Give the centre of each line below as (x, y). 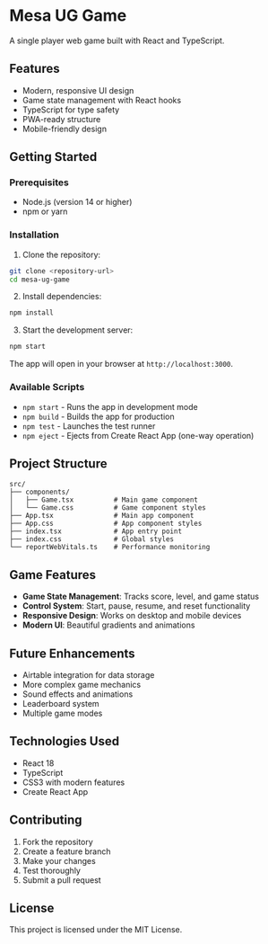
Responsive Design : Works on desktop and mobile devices (132, 616)
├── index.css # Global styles (92, 539)
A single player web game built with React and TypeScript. (117, 40)
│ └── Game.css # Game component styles (108, 508)
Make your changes (59, 860)
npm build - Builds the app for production (98, 416)
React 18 (38, 763)
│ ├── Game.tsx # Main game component (104, 500)
